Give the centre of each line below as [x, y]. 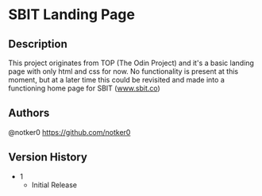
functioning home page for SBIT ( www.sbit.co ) [84, 88]
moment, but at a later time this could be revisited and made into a [116, 80]
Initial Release [54, 185]
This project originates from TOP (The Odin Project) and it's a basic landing [131, 63]
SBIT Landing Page [71, 15]
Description [38, 44]
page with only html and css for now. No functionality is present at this [123, 71]
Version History [48, 158]
